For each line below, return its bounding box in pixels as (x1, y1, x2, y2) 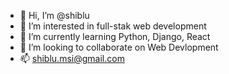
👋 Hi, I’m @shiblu (19, 10, 90, 21)
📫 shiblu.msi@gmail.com (19, 53, 125, 64)
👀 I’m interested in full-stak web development (19, 20, 207, 32)
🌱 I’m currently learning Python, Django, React (19, 31, 211, 42)
